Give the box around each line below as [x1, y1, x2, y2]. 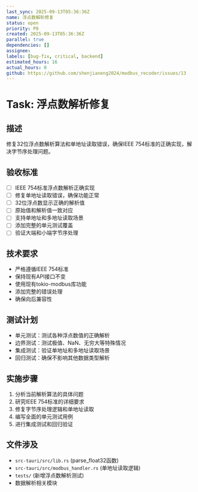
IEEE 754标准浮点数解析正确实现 [14, 184, 95, 192]
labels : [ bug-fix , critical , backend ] [6, 53, 103, 59]
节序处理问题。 [16, 148, 54, 155]
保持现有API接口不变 [14, 273, 66, 280]
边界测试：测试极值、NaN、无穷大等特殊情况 [14, 339, 126, 346]
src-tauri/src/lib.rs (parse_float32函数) [14, 457, 119, 464]
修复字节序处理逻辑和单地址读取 [14, 405, 94, 412]
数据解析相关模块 [14, 479, 58, 486]
